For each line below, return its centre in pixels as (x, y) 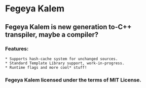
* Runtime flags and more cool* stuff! (46, 67)
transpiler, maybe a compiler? (52, 34)
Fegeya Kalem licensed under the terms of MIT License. (73, 80)
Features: (17, 48)
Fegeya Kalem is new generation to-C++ (68, 27)
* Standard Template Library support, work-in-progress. (65, 63)
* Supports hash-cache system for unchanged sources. (62, 59)
